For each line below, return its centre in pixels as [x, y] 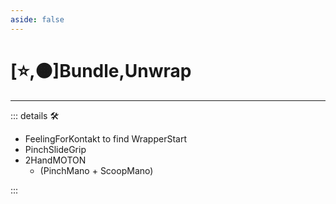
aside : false [37, 19]
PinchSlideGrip [55, 149]
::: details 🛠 [35, 115]
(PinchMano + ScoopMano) [96, 170]
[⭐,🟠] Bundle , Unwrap [101, 70]
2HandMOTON [55, 160]
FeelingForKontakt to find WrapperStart [106, 138]
